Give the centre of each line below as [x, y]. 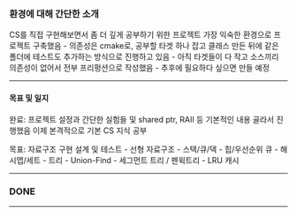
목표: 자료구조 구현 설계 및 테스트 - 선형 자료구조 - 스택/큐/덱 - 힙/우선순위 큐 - [144, 149]
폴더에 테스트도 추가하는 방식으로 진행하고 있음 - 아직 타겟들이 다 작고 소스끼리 [144, 57]
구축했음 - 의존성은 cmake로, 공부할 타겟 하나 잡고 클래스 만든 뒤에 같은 [156, 46]
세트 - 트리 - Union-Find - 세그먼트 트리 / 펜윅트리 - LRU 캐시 [133, 160]
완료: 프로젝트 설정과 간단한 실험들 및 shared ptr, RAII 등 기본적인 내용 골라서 [142, 119]
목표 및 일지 [29, 98]
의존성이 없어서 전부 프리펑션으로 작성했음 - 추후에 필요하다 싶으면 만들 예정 [139, 68]
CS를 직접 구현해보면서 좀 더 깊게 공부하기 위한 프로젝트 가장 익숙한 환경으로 [141, 35]
